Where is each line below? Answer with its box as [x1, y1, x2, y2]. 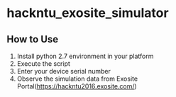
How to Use [6, 33, 59, 45]
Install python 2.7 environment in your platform [16, 52, 154, 60]
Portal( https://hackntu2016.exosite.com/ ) [16, 82, 138, 90]
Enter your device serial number [16, 67, 111, 75]
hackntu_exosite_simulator [6, 5, 169, 21]
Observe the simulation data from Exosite [16, 74, 138, 83]
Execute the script [16, 59, 70, 68]
